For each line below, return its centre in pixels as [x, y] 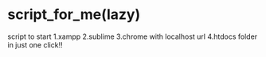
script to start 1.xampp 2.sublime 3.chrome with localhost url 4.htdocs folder [133, 36]
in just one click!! [35, 44]
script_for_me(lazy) [74, 15]
